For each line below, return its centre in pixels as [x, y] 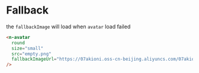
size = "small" [28, 48]
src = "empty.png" [31, 54]
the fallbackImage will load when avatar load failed [68, 26]
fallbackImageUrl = [34, 59]
